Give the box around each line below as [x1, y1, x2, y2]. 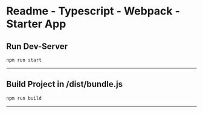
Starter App [6, 17, 66, 31]
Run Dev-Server [6, 41, 68, 51]
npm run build [6, 95, 42, 101]
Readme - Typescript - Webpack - [6, 4, 180, 18]
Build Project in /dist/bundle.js [6, 79, 123, 89]
